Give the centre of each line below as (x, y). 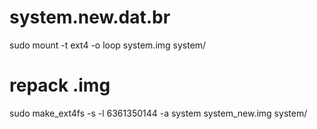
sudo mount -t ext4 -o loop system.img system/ (108, 45)
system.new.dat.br (90, 17)
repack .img (60, 85)
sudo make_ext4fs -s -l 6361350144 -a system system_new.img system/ (158, 113)
